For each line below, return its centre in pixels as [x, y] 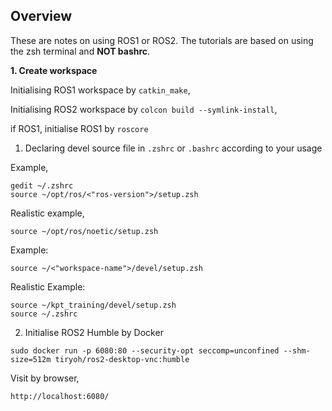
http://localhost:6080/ [60, 396]
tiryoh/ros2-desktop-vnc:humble [122, 359]
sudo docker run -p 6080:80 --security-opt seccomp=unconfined [145, 350]
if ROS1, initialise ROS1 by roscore [79, 128]
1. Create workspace [54, 70]
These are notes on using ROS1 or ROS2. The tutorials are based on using [162, 40]
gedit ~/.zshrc [42, 185]
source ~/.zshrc [44, 314]
